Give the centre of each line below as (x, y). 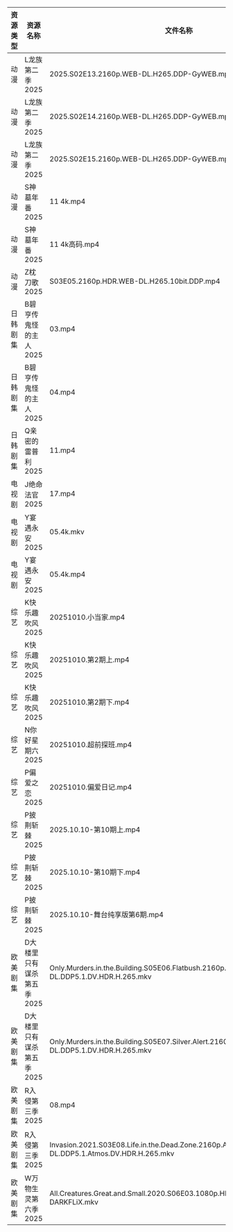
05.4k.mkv (67, 532)
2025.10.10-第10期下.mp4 (95, 872)
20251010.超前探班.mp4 (91, 745)
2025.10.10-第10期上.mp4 (95, 830)
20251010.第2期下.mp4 (89, 702)
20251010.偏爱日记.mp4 (91, 787)
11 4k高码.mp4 (75, 244)
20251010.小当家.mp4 (87, 617)
